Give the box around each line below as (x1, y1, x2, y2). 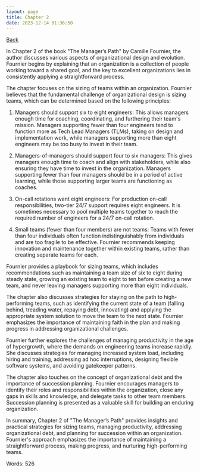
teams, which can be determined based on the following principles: (6, 97, 171, 104)
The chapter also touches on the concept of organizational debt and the (6, 374, 183, 381)
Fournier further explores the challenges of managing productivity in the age (6, 337, 194, 344)
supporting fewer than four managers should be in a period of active (14, 171, 183, 178)
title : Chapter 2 (6, 14, 49, 20)
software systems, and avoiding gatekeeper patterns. (6, 362, 137, 369)
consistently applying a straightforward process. (6, 73, 125, 81)
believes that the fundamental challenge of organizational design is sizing (6, 91, 186, 98)
